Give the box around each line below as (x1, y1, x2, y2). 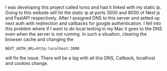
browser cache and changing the (5, 36, 74, 42)
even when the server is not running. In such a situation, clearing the (5, 31, 147, 37)
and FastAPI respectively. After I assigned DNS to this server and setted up (5, 15, 160, 21)
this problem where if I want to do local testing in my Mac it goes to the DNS (5, 26, 162, 32)
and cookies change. (5, 60, 49, 66)
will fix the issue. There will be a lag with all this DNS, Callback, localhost (5, 55, 155, 61)
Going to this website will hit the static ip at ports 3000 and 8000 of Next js (5, 10, 160, 16)
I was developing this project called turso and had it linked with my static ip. (5, 5, 161, 10)
